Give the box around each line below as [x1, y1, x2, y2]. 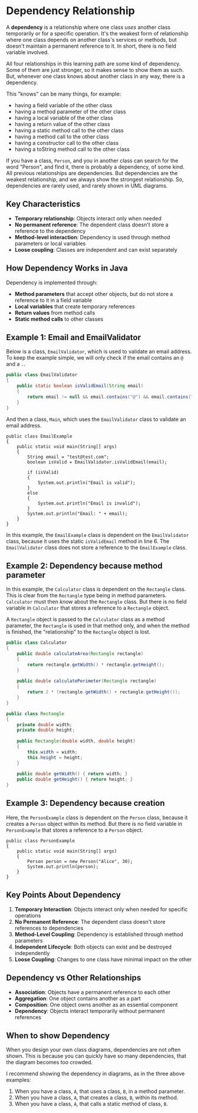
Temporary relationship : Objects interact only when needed [14, 215, 162, 222]
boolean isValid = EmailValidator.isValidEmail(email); [27, 459, 167, 465]
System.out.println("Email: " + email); [27, 511, 128, 516]
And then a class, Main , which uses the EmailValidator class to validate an [6, 416, 187, 423]
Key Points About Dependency [6, 890, 121, 900]
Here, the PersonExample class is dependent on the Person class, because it [6, 814, 188, 821]
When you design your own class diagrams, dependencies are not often [6, 1046, 181, 1053]
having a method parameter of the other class [14, 108, 126, 115]
